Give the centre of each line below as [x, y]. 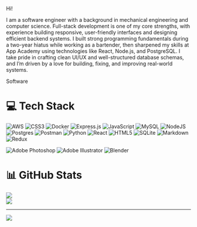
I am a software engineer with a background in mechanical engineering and [97, 20]
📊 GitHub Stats [44, 175]
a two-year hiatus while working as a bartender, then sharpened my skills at [98, 45]
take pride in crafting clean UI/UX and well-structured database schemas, [95, 57]
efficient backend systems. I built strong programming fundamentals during [97, 39]
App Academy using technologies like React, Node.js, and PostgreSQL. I [93, 51]
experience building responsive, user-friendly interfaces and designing [92, 32]
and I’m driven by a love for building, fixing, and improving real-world [89, 64]
